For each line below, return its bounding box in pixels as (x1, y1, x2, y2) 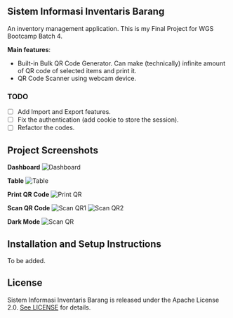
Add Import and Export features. (17, 108, 111, 116)
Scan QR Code (7, 204, 51, 212)
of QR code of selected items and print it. (17, 66, 137, 75)
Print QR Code (7, 190, 50, 199)
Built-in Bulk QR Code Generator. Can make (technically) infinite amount (17, 59, 226, 68)
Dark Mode (7, 217, 41, 226)
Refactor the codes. (17, 123, 75, 132)
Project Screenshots (7, 144, 98, 156)
